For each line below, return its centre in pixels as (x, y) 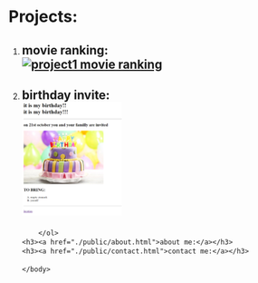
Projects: (43, 17)
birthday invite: (66, 95)
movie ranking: (65, 50)
